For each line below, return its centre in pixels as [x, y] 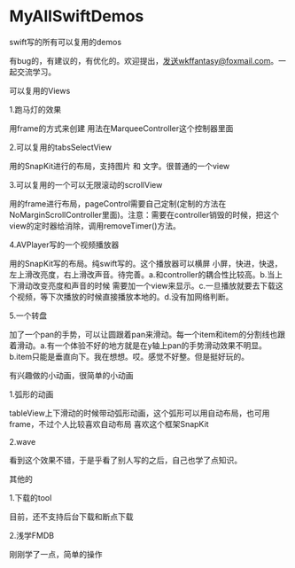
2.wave [23, 441]
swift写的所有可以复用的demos [66, 42]
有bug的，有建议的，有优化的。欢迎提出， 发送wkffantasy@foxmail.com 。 [144, 60]
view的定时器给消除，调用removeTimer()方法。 [95, 226]
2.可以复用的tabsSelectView [61, 147]
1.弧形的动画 [31, 394]
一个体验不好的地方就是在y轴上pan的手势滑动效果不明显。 [161, 345]
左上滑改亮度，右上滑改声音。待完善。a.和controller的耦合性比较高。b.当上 [146, 274]
